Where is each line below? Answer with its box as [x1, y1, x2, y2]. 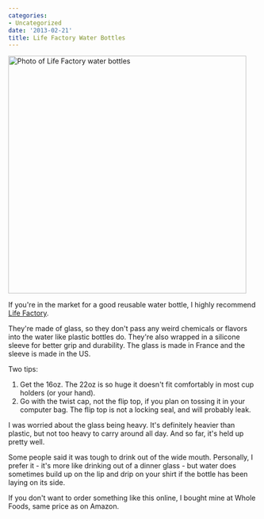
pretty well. [8, 437, 45, 447]
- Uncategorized [8, 19, 62, 27]
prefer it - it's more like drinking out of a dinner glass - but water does [8, 461, 236, 471]
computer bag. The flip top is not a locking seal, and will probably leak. [19, 405, 251, 414]
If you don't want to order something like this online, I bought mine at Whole [8, 493, 256, 503]
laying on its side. [8, 478, 66, 487]
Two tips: [8, 364, 38, 374]
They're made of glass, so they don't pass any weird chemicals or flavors [8, 324, 248, 334]
